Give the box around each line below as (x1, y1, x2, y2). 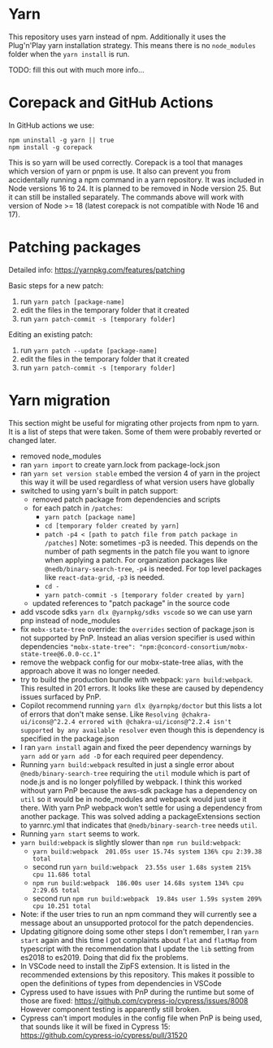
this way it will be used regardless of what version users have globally (19, 477, 255, 487)
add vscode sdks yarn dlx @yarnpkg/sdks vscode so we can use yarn (19, 607, 253, 616)
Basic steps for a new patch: (8, 280, 104, 290)
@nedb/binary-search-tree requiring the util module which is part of (19, 768, 250, 778)
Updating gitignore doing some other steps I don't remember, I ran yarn (19, 926, 259, 936)
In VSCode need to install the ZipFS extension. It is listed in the (19, 961, 230, 971)
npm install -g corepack (8, 143, 93, 151)
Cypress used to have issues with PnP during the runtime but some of (19, 987, 254, 997)
